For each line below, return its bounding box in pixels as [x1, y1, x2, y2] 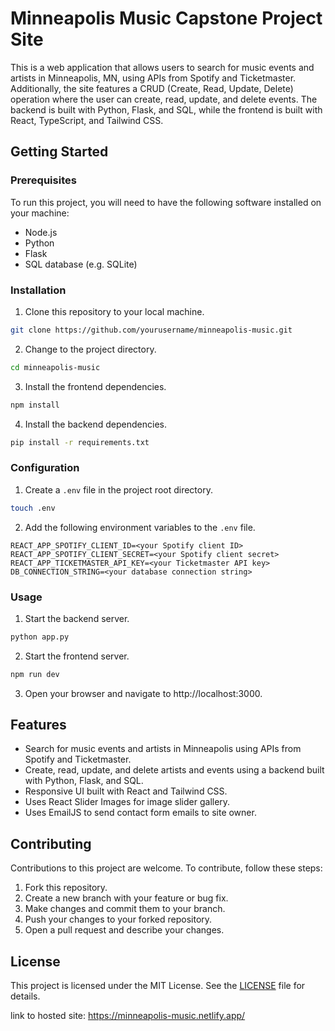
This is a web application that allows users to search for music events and [10, 61, 315, 73]
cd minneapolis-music [10, 362, 101, 372]
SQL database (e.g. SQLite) [24, 258, 138, 270]
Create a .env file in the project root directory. [24, 483, 213, 496]
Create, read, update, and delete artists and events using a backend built [24, 764, 325, 776]
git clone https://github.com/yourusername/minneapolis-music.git [10, 325, 293, 335]
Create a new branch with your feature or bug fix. [24, 892, 229, 904]
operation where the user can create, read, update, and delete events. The [10, 93, 318, 105]
